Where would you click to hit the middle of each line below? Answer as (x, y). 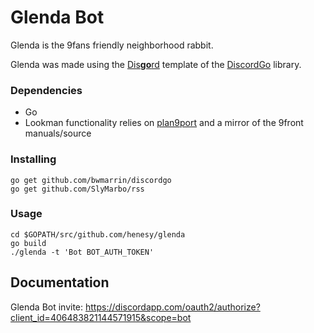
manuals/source (58, 133)
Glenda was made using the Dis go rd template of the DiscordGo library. (156, 64)
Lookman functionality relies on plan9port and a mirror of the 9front (164, 123)
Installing (33, 159)
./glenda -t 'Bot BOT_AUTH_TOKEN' (82, 252)
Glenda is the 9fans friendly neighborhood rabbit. (112, 45)
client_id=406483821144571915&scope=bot (101, 317)
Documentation (60, 282)
